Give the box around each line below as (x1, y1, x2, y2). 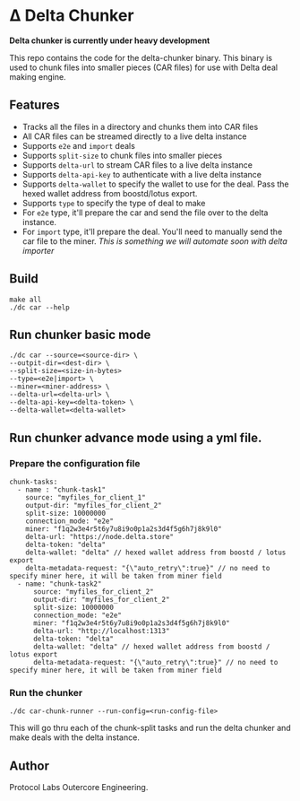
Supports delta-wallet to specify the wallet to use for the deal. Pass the (21, 178, 289, 189)
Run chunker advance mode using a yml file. (9, 430, 262, 445)
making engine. (9, 71, 66, 82)
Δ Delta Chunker (9, 5, 134, 26)
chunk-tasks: (9, 477, 58, 487)
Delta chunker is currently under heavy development (9, 35, 210, 46)
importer (21, 245, 55, 256)
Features (9, 98, 60, 113)
